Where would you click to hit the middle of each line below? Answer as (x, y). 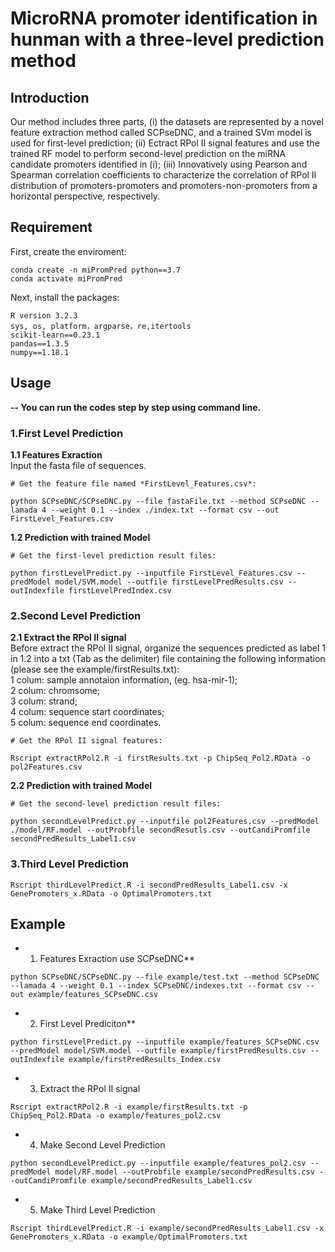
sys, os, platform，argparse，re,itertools (101, 326)
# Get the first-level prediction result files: (113, 555)
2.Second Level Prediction (76, 615)
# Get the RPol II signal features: (86, 741)
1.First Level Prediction (67, 433)
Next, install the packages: (65, 297)
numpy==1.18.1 (40, 352)
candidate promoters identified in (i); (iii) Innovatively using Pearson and (159, 164)
